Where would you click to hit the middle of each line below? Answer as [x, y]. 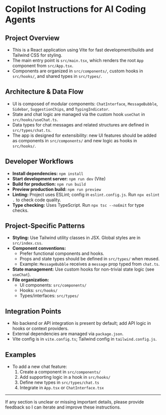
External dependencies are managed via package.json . [68, 334]
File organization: [31, 280]
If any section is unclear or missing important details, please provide [75, 402]
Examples [21, 355]
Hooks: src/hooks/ [39, 291]
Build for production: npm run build [49, 184]
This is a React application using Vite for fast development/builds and [83, 50]
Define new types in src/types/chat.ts [60, 382]
